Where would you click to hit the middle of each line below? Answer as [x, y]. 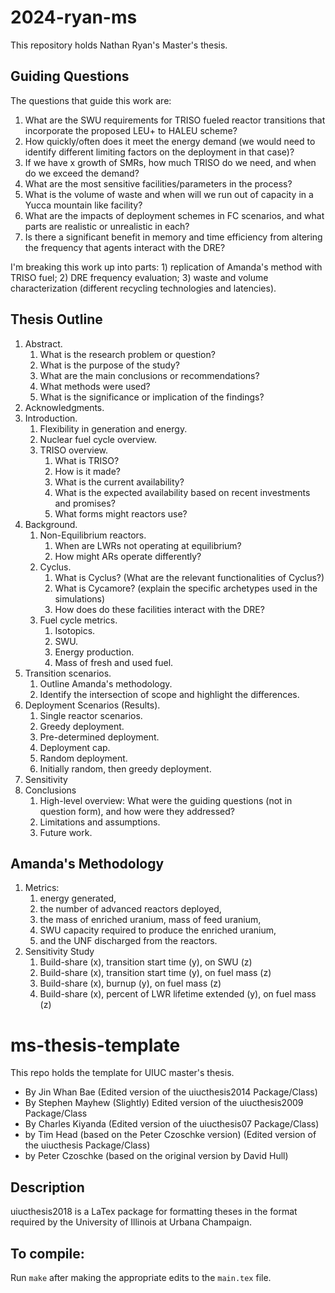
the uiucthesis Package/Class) [87, 1145]
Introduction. [51, 418]
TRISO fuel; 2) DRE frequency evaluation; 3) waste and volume [139, 277]
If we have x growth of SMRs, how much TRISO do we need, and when [170, 162]
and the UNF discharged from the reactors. [128, 941]
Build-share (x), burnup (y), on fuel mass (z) [130, 983]
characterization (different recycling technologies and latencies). [143, 288]
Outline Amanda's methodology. [106, 683]
